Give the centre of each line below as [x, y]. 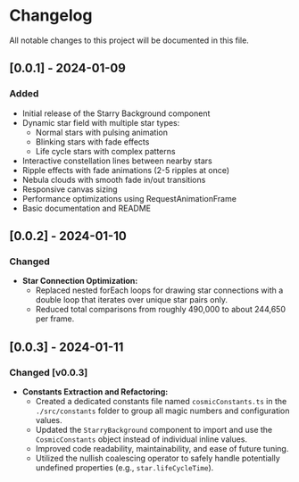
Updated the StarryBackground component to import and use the [154, 430]
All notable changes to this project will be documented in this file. [129, 40]
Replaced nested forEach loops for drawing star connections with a [159, 290]
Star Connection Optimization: [80, 281]
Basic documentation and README [87, 208]
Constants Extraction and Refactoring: [95, 392]
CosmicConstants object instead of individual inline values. [141, 439]
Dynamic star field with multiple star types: [101, 122]
